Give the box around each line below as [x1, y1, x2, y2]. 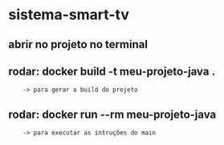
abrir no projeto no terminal [8, 38, 149, 51]
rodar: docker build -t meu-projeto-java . [8, 64, 215, 78]
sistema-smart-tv [8, 6, 130, 24]
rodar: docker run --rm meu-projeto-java [8, 107, 217, 121]
